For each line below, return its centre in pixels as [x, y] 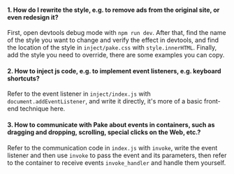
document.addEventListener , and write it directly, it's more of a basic [105, 101]
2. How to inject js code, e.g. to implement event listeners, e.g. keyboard [114, 71]
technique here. [43, 109]
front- [212, 101]
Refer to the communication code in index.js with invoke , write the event [112, 147]
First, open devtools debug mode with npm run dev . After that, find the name [117, 33]
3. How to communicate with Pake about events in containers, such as [111, 125]
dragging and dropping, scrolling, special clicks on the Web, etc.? [104, 132]
